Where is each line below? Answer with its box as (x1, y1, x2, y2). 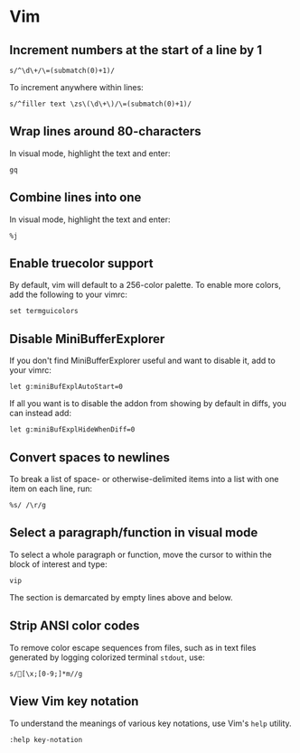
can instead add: (9, 408, 72, 419)
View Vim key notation (9, 693, 139, 710)
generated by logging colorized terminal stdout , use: (9, 652, 205, 663)
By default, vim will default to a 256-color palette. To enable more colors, (9, 280, 282, 291)
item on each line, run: (9, 483, 93, 494)
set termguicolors (9, 307, 79, 316)
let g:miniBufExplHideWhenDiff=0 (9, 425, 136, 434)
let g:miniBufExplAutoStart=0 (9, 382, 124, 392)
